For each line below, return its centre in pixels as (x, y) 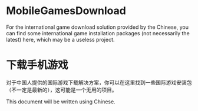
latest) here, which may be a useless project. (60, 39)
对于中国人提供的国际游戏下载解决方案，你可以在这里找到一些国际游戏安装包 (99, 82)
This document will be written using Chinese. (61, 102)
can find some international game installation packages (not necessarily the (98, 33)
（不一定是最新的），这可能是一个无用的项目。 (62, 90)
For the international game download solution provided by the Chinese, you (97, 27)
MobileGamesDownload (66, 11)
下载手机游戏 (37, 65)
